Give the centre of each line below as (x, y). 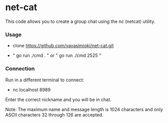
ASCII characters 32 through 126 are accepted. (54, 115)
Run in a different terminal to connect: (45, 80)
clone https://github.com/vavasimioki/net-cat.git (63, 46)
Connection (20, 69)
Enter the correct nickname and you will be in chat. (58, 99)
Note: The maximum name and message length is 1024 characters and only (84, 109)
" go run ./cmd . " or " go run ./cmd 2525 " (57, 55)
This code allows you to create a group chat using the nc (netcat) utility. (80, 21)
